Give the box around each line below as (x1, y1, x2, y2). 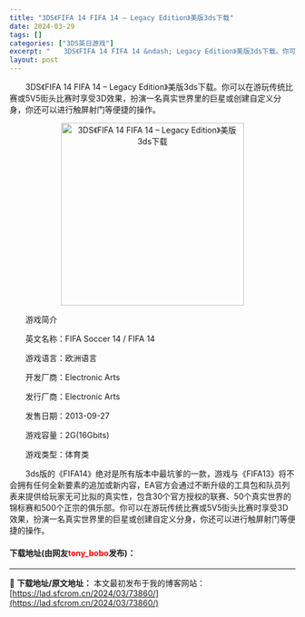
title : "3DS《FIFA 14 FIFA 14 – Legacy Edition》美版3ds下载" (9, 13, 234, 23)
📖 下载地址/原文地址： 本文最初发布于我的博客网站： (9, 578, 206, 589)
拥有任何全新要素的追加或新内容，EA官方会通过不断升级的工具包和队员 (16, 480, 283, 490)
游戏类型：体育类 (25, 449, 89, 459)
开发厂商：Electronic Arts (25, 372, 121, 382)
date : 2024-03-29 (9, 22, 75, 31)
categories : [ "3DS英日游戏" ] (9, 38, 114, 48)
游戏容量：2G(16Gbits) (25, 430, 110, 440)
